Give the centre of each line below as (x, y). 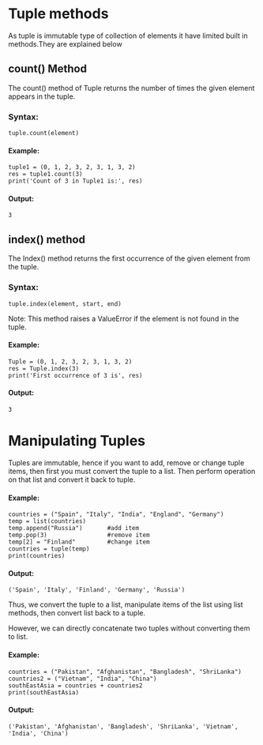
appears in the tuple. (42, 96)
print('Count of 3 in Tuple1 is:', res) (76, 181)
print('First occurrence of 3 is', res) (76, 375)
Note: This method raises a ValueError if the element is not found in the (124, 318)
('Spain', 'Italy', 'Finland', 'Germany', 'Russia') (97, 590)
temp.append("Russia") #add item (74, 529)
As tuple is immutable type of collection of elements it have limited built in (128, 36)
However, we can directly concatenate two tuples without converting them (129, 628)
